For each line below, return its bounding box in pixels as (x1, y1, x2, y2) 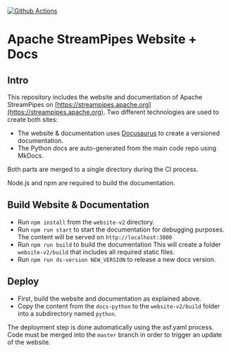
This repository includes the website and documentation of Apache (7, 93, 203, 101)
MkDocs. (17, 151, 44, 160)
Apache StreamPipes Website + (7, 32, 197, 47)
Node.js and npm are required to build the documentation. (7, 179, 176, 187)
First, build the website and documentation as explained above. (17, 294, 201, 303)
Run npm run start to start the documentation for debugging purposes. (17, 225, 225, 234)
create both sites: (7, 115, 58, 123)
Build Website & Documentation (7, 199, 150, 211)
